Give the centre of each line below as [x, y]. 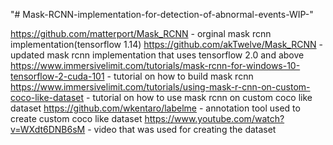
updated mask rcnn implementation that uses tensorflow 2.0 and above [157, 55]
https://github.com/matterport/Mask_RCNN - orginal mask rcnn [141, 33]
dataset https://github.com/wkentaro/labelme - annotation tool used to [155, 108]
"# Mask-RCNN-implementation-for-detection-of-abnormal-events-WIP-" [162, 14]
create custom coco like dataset [76, 118]
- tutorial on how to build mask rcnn [180, 76]
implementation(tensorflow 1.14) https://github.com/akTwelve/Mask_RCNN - [166, 44]
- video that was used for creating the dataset [182, 129]
